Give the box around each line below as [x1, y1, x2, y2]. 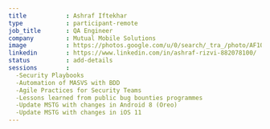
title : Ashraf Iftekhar [8, 11, 128, 20]
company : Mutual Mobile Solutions [8, 34, 157, 42]
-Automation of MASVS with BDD [15, 79, 121, 87]
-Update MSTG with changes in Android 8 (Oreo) [15, 101, 178, 109]
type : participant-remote [8, 19, 138, 27]
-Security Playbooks [15, 71, 84, 79]
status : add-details [8, 57, 113, 65]
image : [8, 42, 70, 50]
